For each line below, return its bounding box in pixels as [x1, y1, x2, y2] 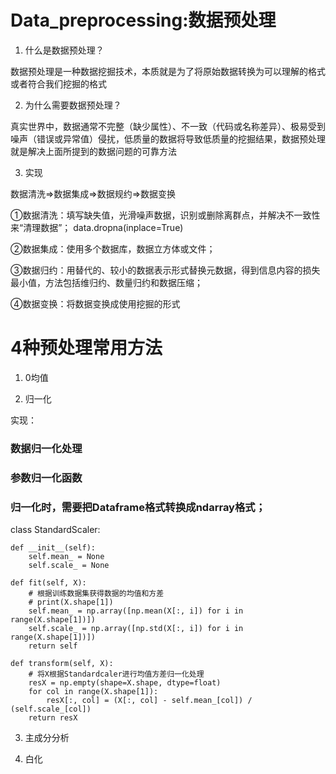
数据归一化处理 [10, 441, 83, 455]
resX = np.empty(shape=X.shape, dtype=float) [28, 678, 222, 688]
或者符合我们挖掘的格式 [10, 77, 107, 90]
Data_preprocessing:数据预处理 [10, 9, 277, 32]
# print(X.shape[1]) [28, 597, 114, 608]
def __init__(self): [10, 543, 97, 553]
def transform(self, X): [10, 659, 114, 669]
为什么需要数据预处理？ [24, 99, 122, 111]
